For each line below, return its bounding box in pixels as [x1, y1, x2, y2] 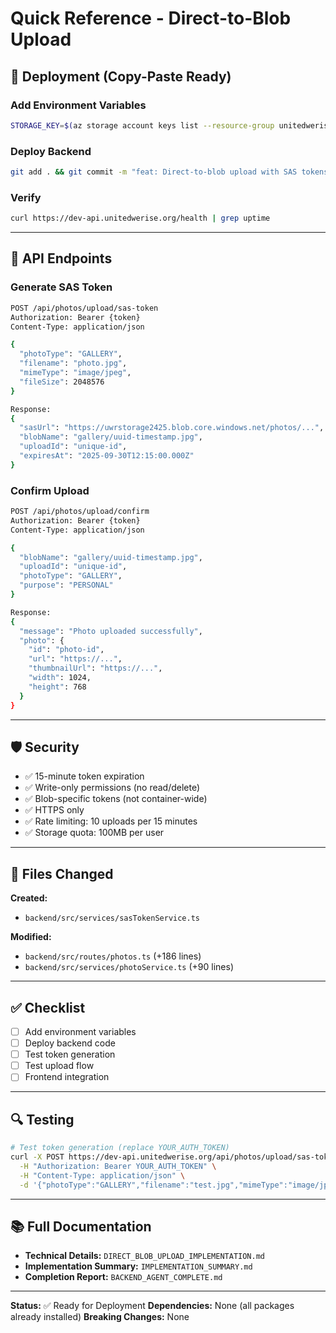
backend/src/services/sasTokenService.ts [24, 913, 200, 924]
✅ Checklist [10, 999, 86, 1016]
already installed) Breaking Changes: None [10, 1311, 190, 1323]
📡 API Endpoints [10, 250, 113, 267]
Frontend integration [24, 1071, 110, 1083]
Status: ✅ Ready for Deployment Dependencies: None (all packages [10, 1300, 295, 1312]
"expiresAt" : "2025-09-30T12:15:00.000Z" [19, 451, 195, 461]
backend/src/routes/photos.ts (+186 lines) [24, 950, 202, 962]
